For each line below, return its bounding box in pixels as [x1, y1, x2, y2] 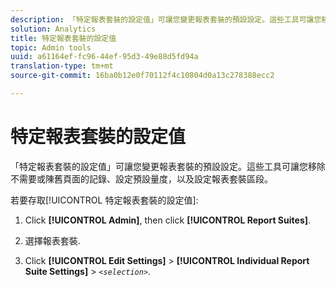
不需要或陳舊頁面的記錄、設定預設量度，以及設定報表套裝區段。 [10, 172, 273, 185]
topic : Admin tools [10, 42, 92, 53]
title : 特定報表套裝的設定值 [10, 33, 117, 43]
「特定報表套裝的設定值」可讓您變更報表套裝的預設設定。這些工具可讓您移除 [10, 160, 326, 172]
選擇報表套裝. [24, 234, 81, 246]
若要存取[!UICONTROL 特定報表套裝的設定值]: [10, 194, 199, 206]
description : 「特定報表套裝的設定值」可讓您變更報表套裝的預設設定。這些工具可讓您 [10, 14, 322, 25]
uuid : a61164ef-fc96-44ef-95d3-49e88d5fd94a [10, 52, 199, 62]
